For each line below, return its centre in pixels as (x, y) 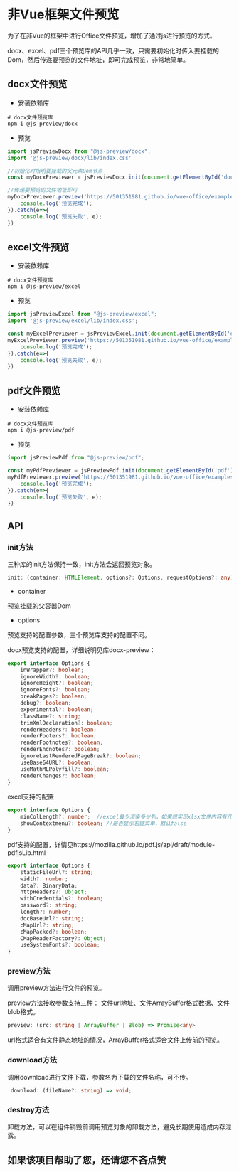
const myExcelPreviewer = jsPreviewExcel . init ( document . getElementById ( (117, 334)
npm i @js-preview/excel (44, 287)
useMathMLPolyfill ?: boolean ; (65, 769)
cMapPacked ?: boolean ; (54, 932)
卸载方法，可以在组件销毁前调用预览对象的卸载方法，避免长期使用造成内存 (116, 1126)
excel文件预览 (38, 247)
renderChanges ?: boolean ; (59, 776)
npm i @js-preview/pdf (41, 430)
